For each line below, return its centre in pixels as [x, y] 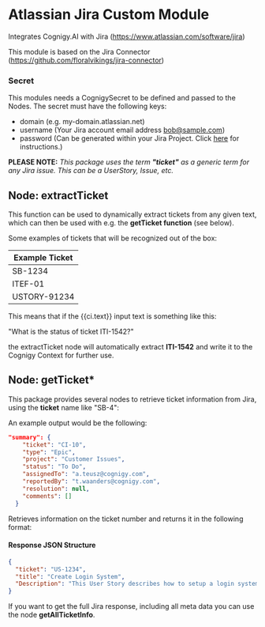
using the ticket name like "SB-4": [64, 407]
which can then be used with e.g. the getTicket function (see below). [121, 223]
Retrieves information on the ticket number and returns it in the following [126, 519]
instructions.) [41, 147]
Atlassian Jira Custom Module [109, 15]
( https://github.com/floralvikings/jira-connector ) [86, 60]
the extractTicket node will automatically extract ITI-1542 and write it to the [131, 347]
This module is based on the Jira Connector [79, 51]
